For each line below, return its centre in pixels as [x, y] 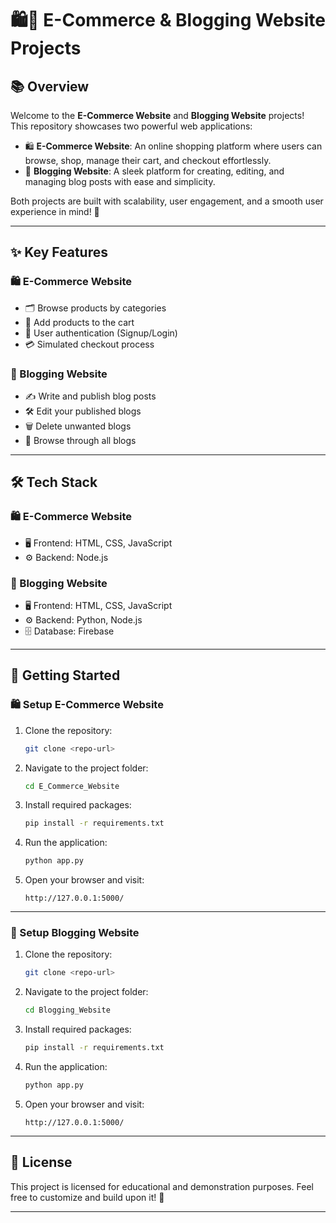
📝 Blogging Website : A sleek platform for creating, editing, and [154, 171]
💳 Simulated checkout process [89, 344]
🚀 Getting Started [65, 675]
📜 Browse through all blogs [80, 440]
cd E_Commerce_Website [72, 786]
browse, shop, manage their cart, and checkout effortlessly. [148, 160]
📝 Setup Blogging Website [75, 933]
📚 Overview [50, 86]
